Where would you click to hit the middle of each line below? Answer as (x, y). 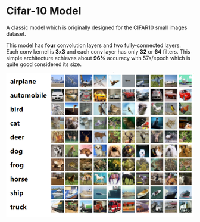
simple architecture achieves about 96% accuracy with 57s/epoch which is (98, 58)
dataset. (16, 33)
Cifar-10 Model (44, 11)
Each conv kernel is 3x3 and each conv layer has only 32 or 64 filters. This (98, 51)
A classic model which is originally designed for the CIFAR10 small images (97, 27)
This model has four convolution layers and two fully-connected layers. (94, 45)
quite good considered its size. (44, 64)
